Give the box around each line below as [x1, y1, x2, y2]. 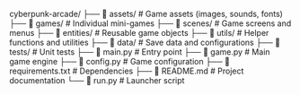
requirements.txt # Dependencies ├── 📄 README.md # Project [9, 65, 244, 76]
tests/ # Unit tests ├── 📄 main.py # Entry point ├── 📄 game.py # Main [9, 47, 271, 57]
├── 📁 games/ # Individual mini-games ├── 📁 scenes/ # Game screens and [9, 18, 292, 29]
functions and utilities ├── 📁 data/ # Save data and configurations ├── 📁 [9, 37, 281, 47]
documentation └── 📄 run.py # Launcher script [9, 75, 185, 85]
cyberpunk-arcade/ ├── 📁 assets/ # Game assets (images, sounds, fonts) [9, 9, 283, 19]
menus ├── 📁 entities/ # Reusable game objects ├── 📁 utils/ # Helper [9, 28, 269, 38]
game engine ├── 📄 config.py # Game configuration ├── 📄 [9, 56, 231, 66]
